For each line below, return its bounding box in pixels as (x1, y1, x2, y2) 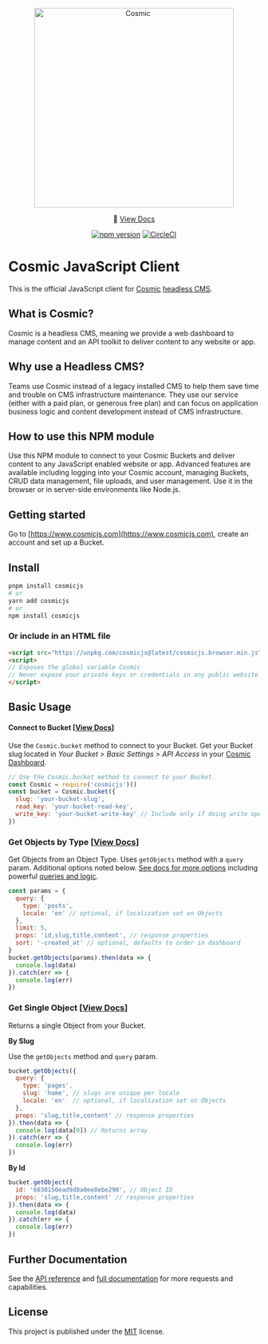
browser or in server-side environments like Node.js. (8, 485, 181, 494)
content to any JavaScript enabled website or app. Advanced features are (8, 459, 251, 469)
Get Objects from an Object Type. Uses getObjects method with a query (8, 854, 243, 864)
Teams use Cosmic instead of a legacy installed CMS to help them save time (8, 381, 259, 391)
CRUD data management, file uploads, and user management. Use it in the (8, 476, 253, 486)
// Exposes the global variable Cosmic (8, 664, 141, 672)
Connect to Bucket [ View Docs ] (8, 723, 115, 732)
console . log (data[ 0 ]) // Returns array (15, 1126, 148, 1134)
